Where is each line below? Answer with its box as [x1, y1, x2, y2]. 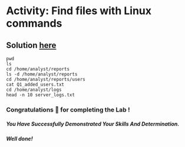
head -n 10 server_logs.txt [6, 92, 75, 98]
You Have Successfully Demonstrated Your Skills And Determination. [6, 120, 180, 128]
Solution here [6, 40, 57, 50]
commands [6, 17, 62, 30]
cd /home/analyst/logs [6, 87, 62, 93]
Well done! [6, 135, 34, 142]
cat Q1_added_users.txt [6, 81, 65, 87]
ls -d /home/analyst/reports [6, 71, 78, 77]
